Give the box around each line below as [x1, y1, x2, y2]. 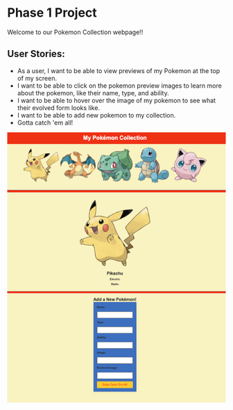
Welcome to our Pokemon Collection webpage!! [7, 28, 144, 36]
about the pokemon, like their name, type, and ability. [17, 88, 169, 97]
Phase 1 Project [7, 5, 97, 21]
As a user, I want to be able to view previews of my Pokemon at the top [17, 66, 221, 74]
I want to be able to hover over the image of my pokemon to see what [17, 96, 216, 104]
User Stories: [7, 48, 65, 60]
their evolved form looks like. [17, 103, 101, 112]
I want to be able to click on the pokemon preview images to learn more [17, 81, 222, 90]
